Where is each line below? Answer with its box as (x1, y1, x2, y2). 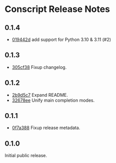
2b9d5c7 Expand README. (11, 92, 68, 98)
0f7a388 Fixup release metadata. (11, 125, 80, 131)
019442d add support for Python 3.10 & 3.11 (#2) (11, 36, 111, 42)
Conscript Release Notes (4, 3, 110, 15)
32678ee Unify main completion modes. (11, 97, 95, 103)
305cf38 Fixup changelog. (11, 64, 67, 70)
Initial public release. (4, 153, 47, 159)
